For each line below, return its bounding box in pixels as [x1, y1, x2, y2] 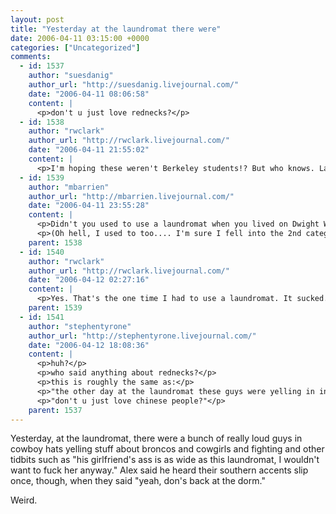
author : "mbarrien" [28, 182, 110, 192]
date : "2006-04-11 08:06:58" [28, 89, 150, 99]
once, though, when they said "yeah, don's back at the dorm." [10, 475, 266, 487]
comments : [10, 52, 52, 62]
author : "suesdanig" [28, 71, 114, 81]
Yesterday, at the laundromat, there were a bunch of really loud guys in [10, 432, 303, 445]
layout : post [10, 14, 65, 25]
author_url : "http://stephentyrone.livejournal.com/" [28, 331, 257, 341]
